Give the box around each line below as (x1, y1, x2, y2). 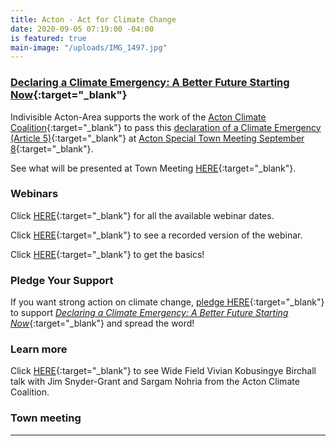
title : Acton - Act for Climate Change (10, 14, 177, 25)
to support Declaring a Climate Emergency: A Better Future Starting (10, 307, 289, 319)
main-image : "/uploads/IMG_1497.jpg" (10, 42, 168, 53)
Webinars (10, 187, 59, 201)
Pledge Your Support (10, 273, 114, 287)
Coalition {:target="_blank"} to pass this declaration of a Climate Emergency (10, 121, 322, 133)
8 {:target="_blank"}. (10, 142, 94, 155)
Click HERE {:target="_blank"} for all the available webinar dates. (10, 209, 275, 221)
